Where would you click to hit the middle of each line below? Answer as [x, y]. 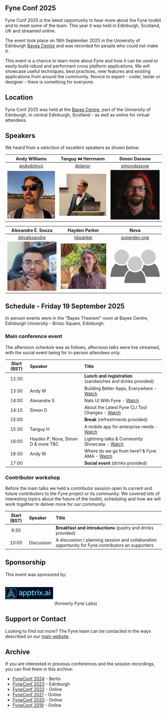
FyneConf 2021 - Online [37, 695]
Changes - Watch [102, 413]
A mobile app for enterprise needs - [121, 426]
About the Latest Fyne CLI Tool [116, 407]
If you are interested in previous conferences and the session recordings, [80, 664]
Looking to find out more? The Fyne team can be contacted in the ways [78, 631]
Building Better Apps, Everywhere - [121, 388]
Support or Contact [36, 619]
